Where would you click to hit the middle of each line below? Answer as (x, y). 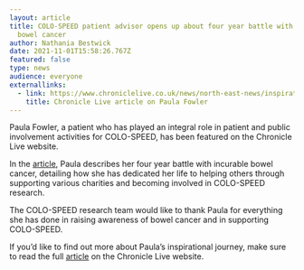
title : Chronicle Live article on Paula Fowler (117, 102)
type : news (30, 69)
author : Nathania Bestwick (60, 43)
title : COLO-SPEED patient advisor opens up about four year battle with (152, 26)
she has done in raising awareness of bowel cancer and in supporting (139, 220)
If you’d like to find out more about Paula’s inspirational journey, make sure (148, 247)
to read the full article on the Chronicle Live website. (107, 256)
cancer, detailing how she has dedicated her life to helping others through (147, 173)
